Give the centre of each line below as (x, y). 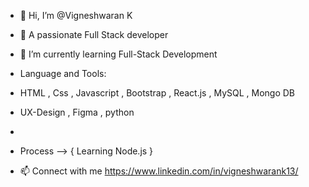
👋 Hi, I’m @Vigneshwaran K (76, 15)
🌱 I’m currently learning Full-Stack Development (118, 54)
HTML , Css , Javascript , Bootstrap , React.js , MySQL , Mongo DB (157, 93)
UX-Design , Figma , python (77, 112)
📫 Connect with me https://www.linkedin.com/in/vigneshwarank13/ (159, 171)
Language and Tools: (63, 73)
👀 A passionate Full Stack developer (94, 34)
